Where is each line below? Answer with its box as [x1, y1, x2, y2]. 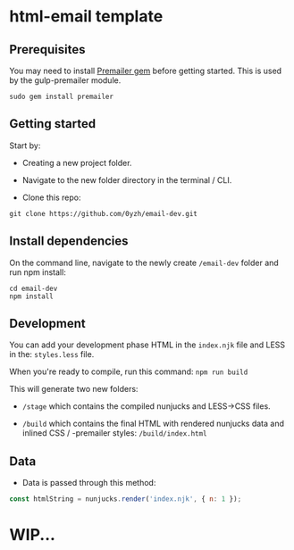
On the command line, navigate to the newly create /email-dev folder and [9, 257, 279, 268]
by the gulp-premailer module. [9, 75, 122, 86]
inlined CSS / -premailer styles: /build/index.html [21, 428, 207, 438]
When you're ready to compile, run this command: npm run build [9, 366, 248, 377]
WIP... [9, 525, 56, 546]
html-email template [9, 6, 164, 27]
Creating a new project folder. [21, 157, 132, 168]
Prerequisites [9, 42, 86, 57]
